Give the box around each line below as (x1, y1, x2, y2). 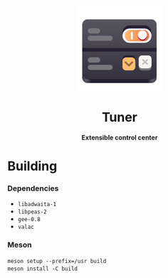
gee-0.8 (17, 216, 41, 223)
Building (7, 158, 58, 174)
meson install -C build (7, 265, 78, 272)
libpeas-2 (17, 208, 48, 215)
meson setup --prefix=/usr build (7, 257, 107, 264)
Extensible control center (81, 133, 158, 141)
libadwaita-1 (17, 201, 57, 208)
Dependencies (7, 183, 59, 193)
